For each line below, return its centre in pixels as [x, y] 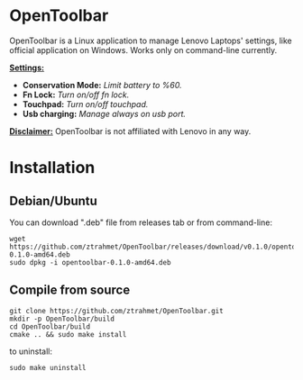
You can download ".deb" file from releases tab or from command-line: [141, 222]
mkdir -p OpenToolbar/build [62, 319]
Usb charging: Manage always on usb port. [104, 113]
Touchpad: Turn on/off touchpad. [85, 104]
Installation [52, 168]
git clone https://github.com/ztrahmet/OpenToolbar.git [116, 311]
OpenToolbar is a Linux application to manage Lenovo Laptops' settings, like [151, 41]
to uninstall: [31, 351]
